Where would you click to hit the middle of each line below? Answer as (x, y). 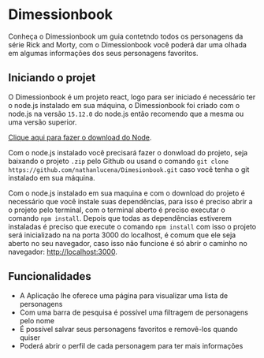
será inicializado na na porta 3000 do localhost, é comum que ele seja (122, 235)
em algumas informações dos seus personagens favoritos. (103, 53)
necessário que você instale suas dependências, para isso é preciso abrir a (131, 201)
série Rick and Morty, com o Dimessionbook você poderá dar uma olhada (127, 44)
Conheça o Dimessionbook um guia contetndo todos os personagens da (126, 36)
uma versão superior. (43, 122)
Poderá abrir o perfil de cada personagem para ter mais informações (131, 345)
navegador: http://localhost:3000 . (63, 252)
